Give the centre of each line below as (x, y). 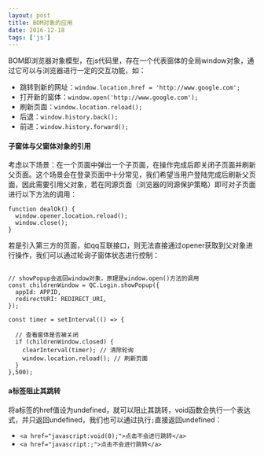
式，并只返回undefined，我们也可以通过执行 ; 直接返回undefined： (115, 419)
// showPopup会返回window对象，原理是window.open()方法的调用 (104, 279)
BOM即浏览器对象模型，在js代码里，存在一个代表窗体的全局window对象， (128, 61)
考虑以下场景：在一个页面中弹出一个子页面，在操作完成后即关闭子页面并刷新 (132, 165)
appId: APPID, (38, 292)
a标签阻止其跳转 (35, 391)
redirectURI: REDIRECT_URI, (61, 300)
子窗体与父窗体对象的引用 (49, 145)
